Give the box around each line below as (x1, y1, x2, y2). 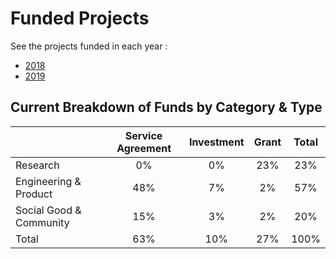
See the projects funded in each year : (10, 40, 168, 52)
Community (15, 215, 70, 229)
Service (124, 128, 163, 142)
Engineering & (15, 174, 82, 188)
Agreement (116, 141, 172, 155)
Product (15, 187, 53, 201)
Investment (188, 135, 245, 149)
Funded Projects (10, 7, 150, 30)
